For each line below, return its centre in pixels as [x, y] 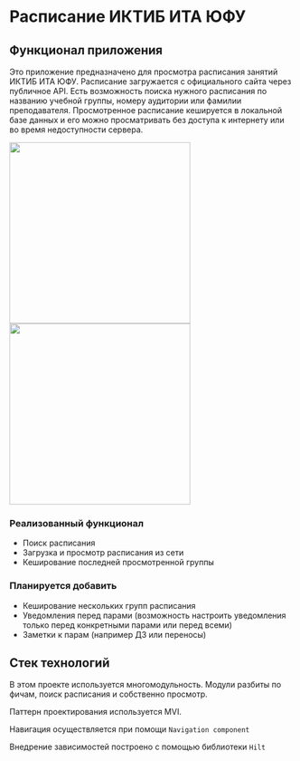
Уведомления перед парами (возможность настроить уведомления [154, 615]
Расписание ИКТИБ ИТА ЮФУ [128, 17]
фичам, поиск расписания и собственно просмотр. [108, 694]
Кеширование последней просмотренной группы [118, 563]
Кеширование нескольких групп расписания [109, 605]
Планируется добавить [63, 586]
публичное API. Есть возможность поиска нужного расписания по [138, 91]
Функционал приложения [86, 50]
